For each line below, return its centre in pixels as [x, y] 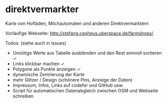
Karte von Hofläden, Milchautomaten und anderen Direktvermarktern [77, 23]
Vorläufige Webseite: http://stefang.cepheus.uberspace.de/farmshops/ [79, 33]
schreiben [23, 96]
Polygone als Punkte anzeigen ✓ [47, 69]
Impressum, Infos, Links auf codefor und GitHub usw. [68, 85]
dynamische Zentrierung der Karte [49, 74]
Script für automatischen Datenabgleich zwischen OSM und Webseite [85, 90]
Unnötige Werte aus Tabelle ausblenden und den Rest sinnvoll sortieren [87, 53]
